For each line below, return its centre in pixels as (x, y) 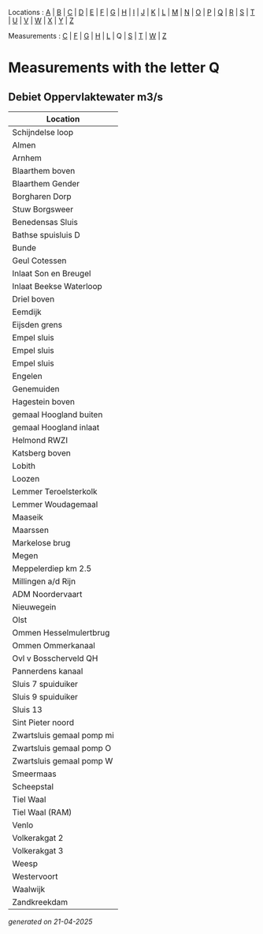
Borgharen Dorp (42, 196)
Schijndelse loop (43, 132)
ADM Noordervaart (47, 594)
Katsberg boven (41, 453)
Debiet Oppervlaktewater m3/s (86, 97)
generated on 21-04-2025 (50, 921)
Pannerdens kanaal (48, 671)
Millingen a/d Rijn (44, 581)
